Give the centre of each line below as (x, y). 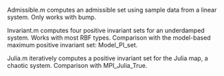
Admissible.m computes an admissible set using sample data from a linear (112, 10)
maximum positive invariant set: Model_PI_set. (72, 45)
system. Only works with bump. (52, 17)
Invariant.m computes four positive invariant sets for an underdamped (106, 30)
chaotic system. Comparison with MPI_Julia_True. (77, 65)
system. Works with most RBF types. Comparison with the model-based (109, 38)
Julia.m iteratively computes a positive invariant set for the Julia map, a (108, 58)
